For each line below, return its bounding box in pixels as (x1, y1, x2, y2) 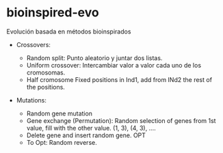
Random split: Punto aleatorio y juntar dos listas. (26, 53, 163, 62)
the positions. (26, 83, 66, 91)
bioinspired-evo (6, 5, 100, 20)
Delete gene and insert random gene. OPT (26, 131, 146, 139)
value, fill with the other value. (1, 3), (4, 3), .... (26, 124, 157, 132)
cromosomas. (26, 68, 66, 76)
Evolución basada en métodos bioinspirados (6, 27, 131, 36)
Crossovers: (16, 40, 51, 48)
